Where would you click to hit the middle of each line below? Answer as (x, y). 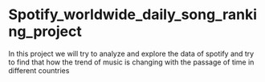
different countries (39, 70)
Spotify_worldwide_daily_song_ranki (132, 15)
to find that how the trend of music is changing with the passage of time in (131, 62)
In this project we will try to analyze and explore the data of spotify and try (131, 53)
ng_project (45, 31)
